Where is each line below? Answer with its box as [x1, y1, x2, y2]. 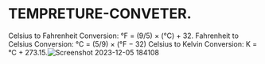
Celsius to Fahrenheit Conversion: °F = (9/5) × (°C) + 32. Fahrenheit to [8, 31, 239, 40]
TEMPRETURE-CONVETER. [8, 5, 192, 23]
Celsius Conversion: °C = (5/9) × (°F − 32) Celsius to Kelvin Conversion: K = [8, 39, 258, 48]
